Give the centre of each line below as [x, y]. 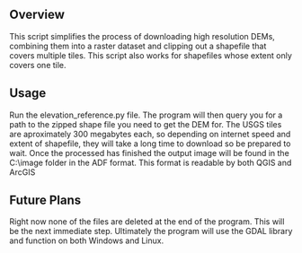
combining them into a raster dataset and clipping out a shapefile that [138, 46]
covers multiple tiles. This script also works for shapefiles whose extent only [151, 55]
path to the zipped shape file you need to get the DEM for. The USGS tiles [146, 124]
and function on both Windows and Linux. [87, 240]
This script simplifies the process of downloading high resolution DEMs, [142, 36]
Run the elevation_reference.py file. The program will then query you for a [146, 115]
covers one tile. [38, 65]
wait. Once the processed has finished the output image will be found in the [149, 153]
